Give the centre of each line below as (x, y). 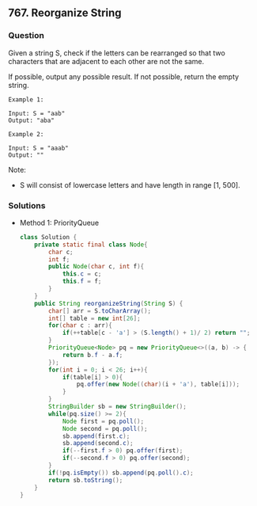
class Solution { (48, 237)
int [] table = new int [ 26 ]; (94, 318)
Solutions (27, 205)
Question (26, 36)
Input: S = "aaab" (38, 148)
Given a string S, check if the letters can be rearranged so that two (117, 53)
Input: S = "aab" (37, 113)
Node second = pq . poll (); (105, 428)
